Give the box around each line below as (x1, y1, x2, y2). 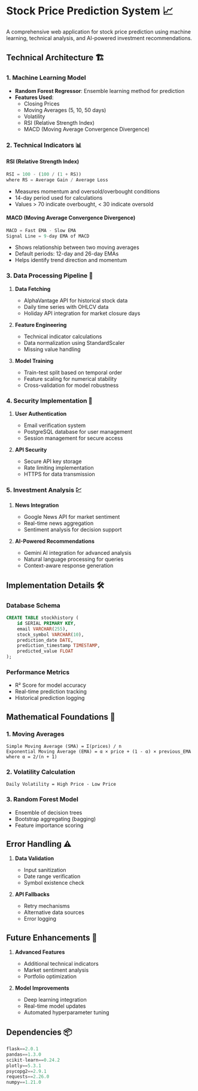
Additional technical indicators (23, 960, 99, 967)
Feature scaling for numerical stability (23, 375, 117, 382)
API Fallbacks (14, 891, 50, 898)
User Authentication (14, 410, 67, 417)
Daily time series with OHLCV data (23, 303, 109, 310)
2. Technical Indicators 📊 (6, 141, 82, 149)
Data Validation (14, 855, 54, 862)
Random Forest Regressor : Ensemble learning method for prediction (14, 87, 185, 94)
